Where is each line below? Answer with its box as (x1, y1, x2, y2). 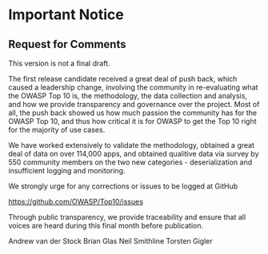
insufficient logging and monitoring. (8, 166, 126, 175)
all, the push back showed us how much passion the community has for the (8, 108, 258, 117)
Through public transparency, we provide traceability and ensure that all (8, 212, 246, 221)
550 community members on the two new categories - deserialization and (8, 157, 253, 167)
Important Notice (8, 6, 124, 24)
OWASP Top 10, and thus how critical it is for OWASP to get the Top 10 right (8, 117, 258, 125)
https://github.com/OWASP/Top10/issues (8, 197, 144, 206)
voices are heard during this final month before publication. (8, 221, 204, 230)
